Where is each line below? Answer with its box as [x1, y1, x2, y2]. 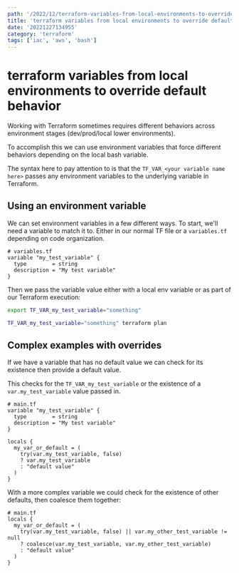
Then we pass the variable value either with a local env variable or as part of [7, 285, 231, 294]
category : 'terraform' [7, 30, 75, 38]
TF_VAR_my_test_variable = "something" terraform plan [7, 319, 167, 326]
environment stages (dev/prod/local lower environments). [7, 129, 176, 138]
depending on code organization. [7, 234, 105, 242]
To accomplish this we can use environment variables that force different [7, 143, 221, 152]
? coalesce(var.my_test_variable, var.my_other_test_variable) [20, 541, 212, 548]
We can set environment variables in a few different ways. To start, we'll [7, 219, 218, 227]
